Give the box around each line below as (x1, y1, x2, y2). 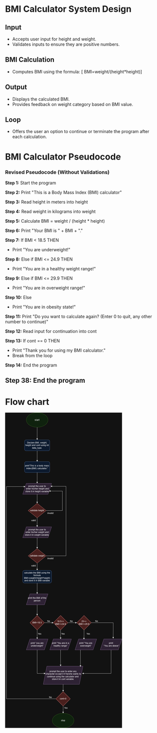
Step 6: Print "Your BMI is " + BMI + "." (5, 228, 83, 233)
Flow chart (5, 396, 50, 407)
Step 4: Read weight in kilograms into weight (5, 208, 96, 214)
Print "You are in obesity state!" (12, 304, 76, 310)
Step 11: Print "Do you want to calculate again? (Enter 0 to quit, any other (5, 313, 152, 319)
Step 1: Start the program (5, 180, 56, 186)
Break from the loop (12, 352, 53, 358)
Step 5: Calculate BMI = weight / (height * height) (5, 218, 105, 224)
